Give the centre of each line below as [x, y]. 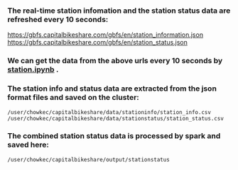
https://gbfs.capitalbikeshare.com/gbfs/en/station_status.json [98, 42]
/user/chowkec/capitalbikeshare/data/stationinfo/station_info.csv [109, 112]
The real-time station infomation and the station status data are [119, 11]
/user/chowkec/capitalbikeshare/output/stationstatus [89, 159]
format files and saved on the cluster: [74, 98]
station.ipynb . [33, 69]
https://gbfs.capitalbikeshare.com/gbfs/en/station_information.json [106, 35]
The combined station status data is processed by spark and [114, 136]
